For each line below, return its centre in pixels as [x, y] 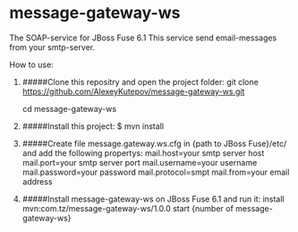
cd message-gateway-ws [69, 108]
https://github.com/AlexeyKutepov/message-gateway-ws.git [133, 91]
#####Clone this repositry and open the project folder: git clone [140, 82]
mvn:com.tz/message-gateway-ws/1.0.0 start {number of [128, 208]
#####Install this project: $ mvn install [93, 126]
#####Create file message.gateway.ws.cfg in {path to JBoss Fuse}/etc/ [154, 143]
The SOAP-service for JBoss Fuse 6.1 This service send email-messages [143, 38]
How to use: [31, 64]
